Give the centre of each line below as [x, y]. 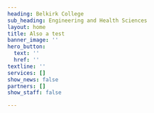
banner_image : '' [33, 40]
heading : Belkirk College [45, 14]
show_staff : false [34, 93]
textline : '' [27, 66]
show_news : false [33, 79]
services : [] [27, 73]
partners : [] [27, 86]
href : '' [27, 60]
